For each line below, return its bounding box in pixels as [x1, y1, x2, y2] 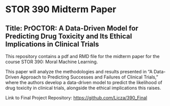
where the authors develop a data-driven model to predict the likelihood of [5, 79, 162, 85]
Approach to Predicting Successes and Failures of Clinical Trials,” [20, 74, 159, 80]
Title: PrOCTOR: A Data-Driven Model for [5, 24, 139, 33]
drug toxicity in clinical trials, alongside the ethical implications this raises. [5, 85, 161, 91]
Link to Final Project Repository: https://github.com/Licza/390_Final [5, 95, 147, 100]
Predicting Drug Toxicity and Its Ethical [5, 32, 132, 40]
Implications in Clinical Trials [5, 40, 99, 48]
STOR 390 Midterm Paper [5, 4, 117, 15]
